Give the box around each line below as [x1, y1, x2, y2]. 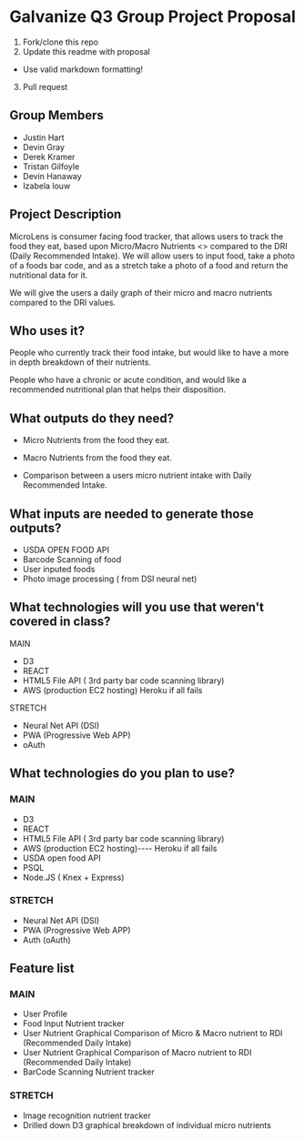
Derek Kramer [22, 151, 76, 162]
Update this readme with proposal [22, 45, 150, 56]
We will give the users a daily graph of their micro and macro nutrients [9, 287, 273, 298]
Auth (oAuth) [22, 934, 71, 945]
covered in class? [9, 614, 111, 630]
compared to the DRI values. [9, 297, 117, 308]
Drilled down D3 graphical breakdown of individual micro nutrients [22, 1119, 271, 1130]
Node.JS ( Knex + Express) [22, 872, 125, 883]
